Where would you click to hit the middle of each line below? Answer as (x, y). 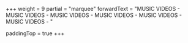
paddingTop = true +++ (35, 33)
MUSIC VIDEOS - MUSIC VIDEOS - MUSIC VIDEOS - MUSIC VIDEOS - (94, 15)
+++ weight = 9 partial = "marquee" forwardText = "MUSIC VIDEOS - (93, 9)
